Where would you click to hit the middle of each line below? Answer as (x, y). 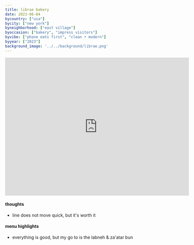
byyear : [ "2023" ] (23, 42)
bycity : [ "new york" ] (27, 23)
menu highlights (22, 226)
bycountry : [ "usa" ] (25, 19)
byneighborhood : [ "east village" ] (40, 28)
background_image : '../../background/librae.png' (57, 46)
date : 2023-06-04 (23, 14)
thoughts (15, 204)
